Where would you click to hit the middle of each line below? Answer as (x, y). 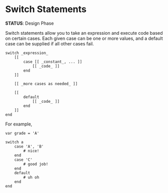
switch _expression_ (27, 53)
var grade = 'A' (22, 133)
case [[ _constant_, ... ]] (53, 61)
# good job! (36, 164)
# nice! (31, 151)
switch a (14, 142)
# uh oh (31, 177)
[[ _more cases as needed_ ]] (46, 84)
